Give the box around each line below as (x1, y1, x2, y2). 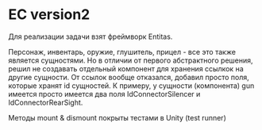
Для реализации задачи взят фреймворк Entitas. (8, 32, 173, 41)
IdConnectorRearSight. (8, 97, 83, 107)
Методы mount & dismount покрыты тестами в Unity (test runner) (8, 113, 226, 122)
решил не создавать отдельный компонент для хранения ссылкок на (8, 63, 244, 73)
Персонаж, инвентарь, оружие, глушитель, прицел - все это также (8, 47, 237, 56)
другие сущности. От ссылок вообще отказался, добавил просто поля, (8, 72, 250, 82)
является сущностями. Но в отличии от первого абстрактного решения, (8, 55, 253, 65)
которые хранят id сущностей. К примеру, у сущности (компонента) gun (8, 81, 255, 90)
